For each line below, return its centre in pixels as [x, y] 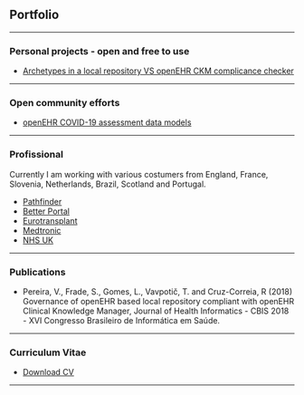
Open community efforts [65, 103]
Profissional [36, 155]
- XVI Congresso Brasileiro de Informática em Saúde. [121, 320]
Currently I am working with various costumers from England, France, [139, 174]
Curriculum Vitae [48, 352]
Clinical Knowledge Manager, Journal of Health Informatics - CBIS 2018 [156, 311]
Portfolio [34, 15]
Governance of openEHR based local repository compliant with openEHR [158, 301]
